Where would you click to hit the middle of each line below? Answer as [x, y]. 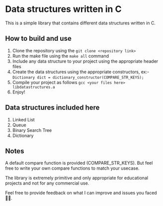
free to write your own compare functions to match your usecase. [72, 168]
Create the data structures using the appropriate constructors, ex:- [81, 72]
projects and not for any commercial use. [47, 183]
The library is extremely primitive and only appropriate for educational [77, 178]
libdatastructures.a [34, 87]
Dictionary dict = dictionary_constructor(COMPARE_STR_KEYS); [78, 77]
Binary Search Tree [32, 130]
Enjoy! [19, 92]
